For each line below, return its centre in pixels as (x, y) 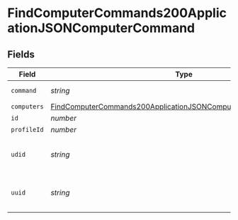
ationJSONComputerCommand (101, 28)
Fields (21, 54)
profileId (27, 130)
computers (27, 107)
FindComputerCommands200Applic (117, 13)
